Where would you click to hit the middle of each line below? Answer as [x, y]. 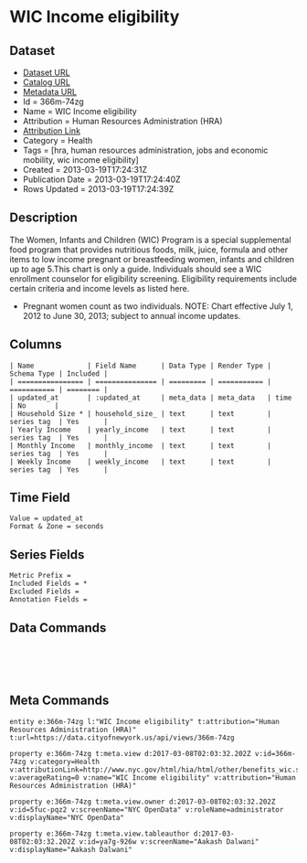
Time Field [40, 498]
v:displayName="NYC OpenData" [67, 817]
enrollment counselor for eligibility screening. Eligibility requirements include [153, 278]
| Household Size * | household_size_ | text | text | [141, 413]
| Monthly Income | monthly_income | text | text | [141, 445]
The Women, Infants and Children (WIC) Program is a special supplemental [150, 240]
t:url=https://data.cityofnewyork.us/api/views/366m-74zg [122, 738]
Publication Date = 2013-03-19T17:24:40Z [101, 179]
